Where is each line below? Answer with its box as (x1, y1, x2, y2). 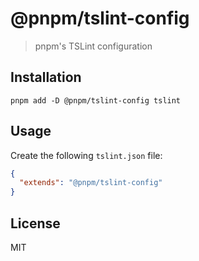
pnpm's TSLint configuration (34, 40, 153, 52)
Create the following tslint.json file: (10, 149, 163, 161)
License (10, 215, 61, 232)
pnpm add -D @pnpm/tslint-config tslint (10, 95, 182, 106)
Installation (10, 69, 82, 86)
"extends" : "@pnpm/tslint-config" (19, 178, 163, 188)
